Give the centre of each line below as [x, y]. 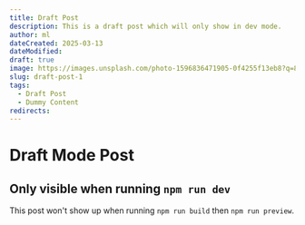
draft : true [32, 60]
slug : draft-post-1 [46, 77]
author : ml [30, 34]
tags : [20, 85]
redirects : [30, 111]
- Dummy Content [48, 102]
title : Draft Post [44, 18]
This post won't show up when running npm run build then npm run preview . [152, 210]
